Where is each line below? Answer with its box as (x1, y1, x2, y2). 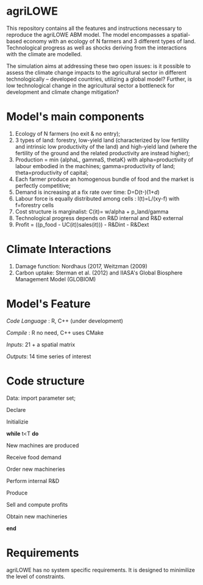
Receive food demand (6, 454, 62, 461)
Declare (6, 406, 26, 413)
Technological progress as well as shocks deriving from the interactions (6, 44, 187, 51)
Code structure (6, 374, 85, 388)
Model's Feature (6, 297, 91, 311)
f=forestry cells (15, 201, 54, 208)
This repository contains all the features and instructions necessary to (6, 24, 182, 32)
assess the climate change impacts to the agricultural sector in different (6, 68, 187, 76)
